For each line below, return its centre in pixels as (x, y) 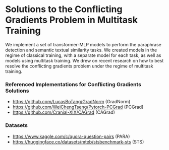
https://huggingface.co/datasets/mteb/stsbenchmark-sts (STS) (78, 141)
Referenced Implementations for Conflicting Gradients (73, 84)
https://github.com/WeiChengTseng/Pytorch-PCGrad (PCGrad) (78, 107)
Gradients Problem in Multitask (71, 20)
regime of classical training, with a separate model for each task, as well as (83, 55)
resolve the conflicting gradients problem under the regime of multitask (79, 66)
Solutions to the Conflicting (64, 9)
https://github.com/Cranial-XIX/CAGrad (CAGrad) (64, 112)
